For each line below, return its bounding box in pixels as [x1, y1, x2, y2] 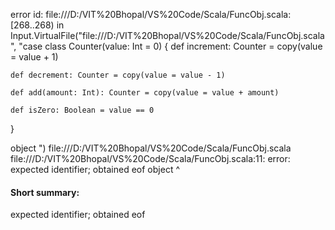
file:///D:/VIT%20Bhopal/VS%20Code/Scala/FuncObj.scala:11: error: [10, 153, 291, 164]
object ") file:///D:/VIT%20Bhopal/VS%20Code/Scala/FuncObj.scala [10, 142, 292, 154]
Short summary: [10, 186, 80, 198]
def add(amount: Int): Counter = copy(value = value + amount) [10, 88, 280, 98]
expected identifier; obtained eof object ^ [10, 164, 180, 175]
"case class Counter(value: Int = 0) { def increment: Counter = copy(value [18, 40, 323, 52]
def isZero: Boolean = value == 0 [10, 105, 155, 115]
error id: [10, 9, 44, 20]
